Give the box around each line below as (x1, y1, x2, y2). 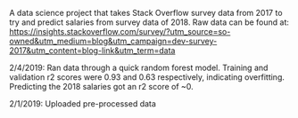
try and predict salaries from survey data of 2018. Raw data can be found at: (9, 17, 290, 28)
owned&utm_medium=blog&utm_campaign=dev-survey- (9, 35, 218, 46)
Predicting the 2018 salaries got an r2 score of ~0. (9, 82, 194, 91)
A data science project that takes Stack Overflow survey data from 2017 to (9, 8, 283, 18)
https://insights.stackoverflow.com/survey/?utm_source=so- (9, 27, 231, 36)
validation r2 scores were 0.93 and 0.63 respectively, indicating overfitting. (9, 72, 286, 83)
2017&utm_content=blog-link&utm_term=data (9, 45, 176, 56)
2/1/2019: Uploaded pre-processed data (9, 98, 156, 109)
